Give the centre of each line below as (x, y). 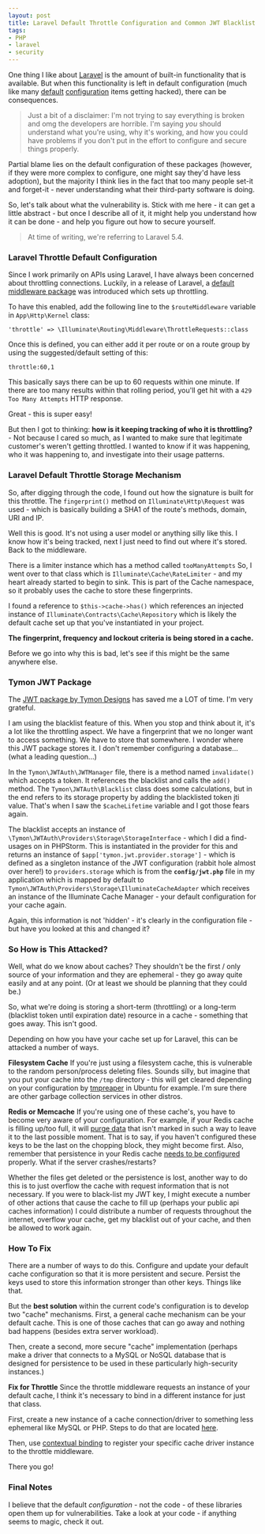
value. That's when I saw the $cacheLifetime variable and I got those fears (129, 805)
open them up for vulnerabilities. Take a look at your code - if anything (122, 1513)
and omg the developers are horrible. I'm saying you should (124, 124)
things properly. (53, 149)
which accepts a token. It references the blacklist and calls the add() (119, 780)
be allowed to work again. (50, 1228)
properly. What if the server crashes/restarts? (82, 1162)
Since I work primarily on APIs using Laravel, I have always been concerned (131, 275)
